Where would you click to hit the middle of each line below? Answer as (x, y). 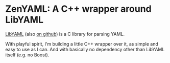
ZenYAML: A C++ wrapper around (78, 9)
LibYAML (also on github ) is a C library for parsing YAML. (65, 34)
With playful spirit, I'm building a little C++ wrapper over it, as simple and (82, 44)
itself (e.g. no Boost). (27, 55)
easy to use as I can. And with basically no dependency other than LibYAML (85, 49)
